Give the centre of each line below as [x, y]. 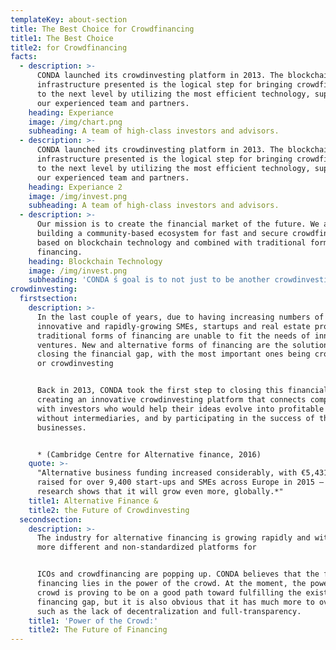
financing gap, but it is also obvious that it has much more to [175, 602]
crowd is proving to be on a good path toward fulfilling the [169, 592]
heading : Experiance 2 [75, 187]
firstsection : [48, 299]
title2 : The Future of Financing [98, 630]
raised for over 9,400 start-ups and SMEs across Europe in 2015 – [180, 482]
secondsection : [51, 519]
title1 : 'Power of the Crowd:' [93, 621]
